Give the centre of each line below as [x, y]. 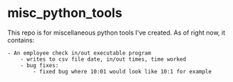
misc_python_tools [65, 13]
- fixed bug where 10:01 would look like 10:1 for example [123, 71]
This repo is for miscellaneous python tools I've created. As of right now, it [116, 33]
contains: [21, 40]
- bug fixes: [40, 65]
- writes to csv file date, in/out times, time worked [103, 59]
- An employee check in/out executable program [79, 53]
